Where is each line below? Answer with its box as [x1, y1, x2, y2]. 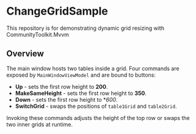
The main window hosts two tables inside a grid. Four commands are [6, 65, 180, 72]
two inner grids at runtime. [6, 121, 73, 128]
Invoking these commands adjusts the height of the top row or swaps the [6, 114, 191, 121]
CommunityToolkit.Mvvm [6, 30, 69, 38]
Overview [6, 49, 45, 59]
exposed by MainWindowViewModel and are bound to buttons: [6, 71, 156, 79]
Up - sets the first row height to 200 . [15, 83, 108, 90]
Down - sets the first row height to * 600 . [15, 96, 118, 103]
